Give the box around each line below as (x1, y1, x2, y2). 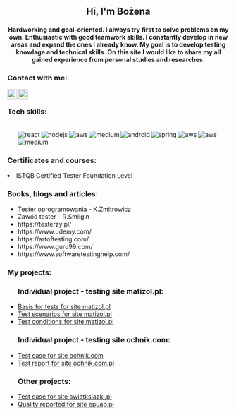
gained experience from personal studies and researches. (31, 55, 206, 64)
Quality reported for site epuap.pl (17, 399, 114, 408)
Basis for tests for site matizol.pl (17, 303, 111, 311)
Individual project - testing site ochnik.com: (17, 335, 170, 345)
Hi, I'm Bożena (86, 6, 151, 18)
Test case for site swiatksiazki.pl (17, 392, 112, 401)
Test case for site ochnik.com (17, 351, 104, 359)
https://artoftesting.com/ (17, 235, 89, 243)
